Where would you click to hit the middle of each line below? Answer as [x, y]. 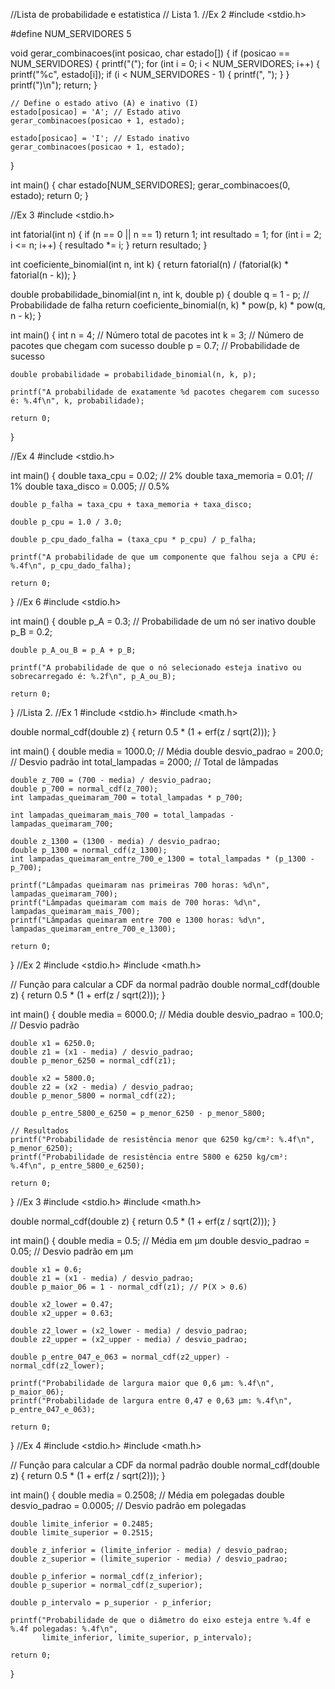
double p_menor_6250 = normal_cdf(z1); [93, 1061]
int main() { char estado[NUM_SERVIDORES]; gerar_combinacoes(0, [150, 185]
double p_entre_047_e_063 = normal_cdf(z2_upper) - [120, 1357]
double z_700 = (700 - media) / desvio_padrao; [111, 780]
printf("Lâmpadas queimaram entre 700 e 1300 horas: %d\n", [138, 920]
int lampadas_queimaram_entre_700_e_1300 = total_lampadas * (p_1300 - [162, 859]
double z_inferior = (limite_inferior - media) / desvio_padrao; [149, 1550]
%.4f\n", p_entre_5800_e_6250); [77, 1166]
